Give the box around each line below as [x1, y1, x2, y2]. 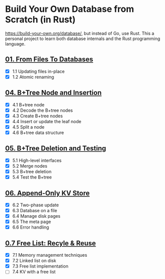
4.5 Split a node [12, 124, 45, 130]
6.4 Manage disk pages [12, 213, 61, 219]
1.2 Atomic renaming [12, 74, 55, 80]
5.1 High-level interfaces [12, 157, 62, 163]
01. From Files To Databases [5, 55, 93, 64]
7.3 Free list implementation [12, 263, 68, 269]
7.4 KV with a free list [12, 269, 56, 275]
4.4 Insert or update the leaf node [12, 118, 82, 124]
